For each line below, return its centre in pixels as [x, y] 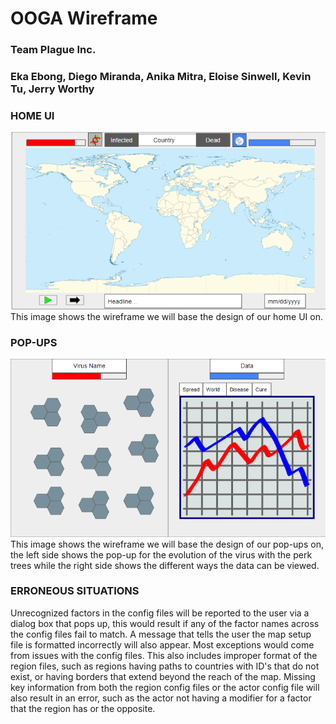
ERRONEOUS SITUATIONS [75, 591]
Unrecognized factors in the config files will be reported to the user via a [160, 613]
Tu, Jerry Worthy [52, 89]
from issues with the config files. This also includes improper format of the [164, 655]
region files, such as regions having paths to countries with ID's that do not [165, 666]
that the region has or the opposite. [83, 708]
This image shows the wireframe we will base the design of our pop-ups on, [167, 544]
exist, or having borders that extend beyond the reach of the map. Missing [163, 676]
